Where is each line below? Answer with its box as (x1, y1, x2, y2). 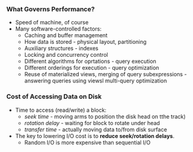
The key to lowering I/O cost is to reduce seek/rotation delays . (15, 132, 175, 139)
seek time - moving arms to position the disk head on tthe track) (24, 112, 186, 120)
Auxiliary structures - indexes (24, 45, 99, 52)
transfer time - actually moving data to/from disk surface (24, 126, 167, 133)
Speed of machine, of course (15, 19, 89, 26)
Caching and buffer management (24, 32, 108, 39)
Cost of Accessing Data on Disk (6, 92, 102, 101)
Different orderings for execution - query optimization (24, 64, 159, 71)
